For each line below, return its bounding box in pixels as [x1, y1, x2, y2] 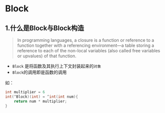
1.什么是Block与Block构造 [5, 24, 85, 32]
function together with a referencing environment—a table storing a [17, 42, 154, 48]
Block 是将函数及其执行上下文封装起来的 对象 [12, 63, 101, 69]
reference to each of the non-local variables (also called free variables [17, 48, 161, 53]
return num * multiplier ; [14, 99, 67, 104]
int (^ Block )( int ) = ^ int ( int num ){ [5, 94, 78, 99]
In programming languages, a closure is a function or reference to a [17, 38, 154, 43]
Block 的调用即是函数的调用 [12, 70, 67, 75]
